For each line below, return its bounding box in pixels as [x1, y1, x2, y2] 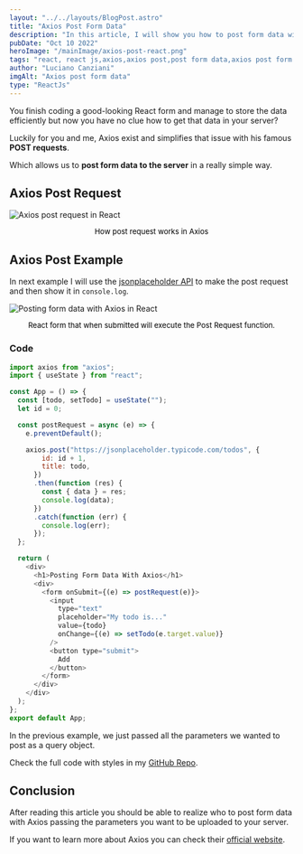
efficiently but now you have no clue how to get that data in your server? [9, 115, 279, 126]
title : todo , [41, 462, 91, 471]
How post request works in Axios [94, 227, 209, 237]
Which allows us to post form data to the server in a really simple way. [9, 159, 273, 170]
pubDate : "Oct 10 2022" [9, 38, 99, 48]
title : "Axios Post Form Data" [9, 22, 127, 31]
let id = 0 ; [17, 404, 63, 414]
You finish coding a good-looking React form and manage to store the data [9, 105, 288, 116]
